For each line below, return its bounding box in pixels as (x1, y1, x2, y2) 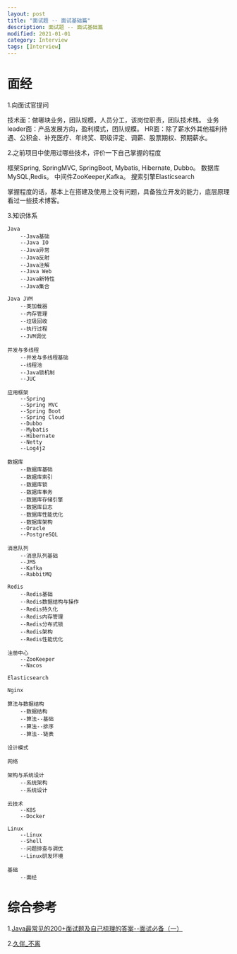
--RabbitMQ (20, 570, 52, 577)
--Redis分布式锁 (20, 621, 63, 628)
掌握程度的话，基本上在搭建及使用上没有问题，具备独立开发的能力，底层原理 (7, 187, 230, 195)
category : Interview (7, 37, 68, 44)
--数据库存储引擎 (20, 496, 63, 503)
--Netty (20, 438, 42, 446)
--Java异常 (20, 246, 50, 253)
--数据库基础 (20, 466, 53, 473)
